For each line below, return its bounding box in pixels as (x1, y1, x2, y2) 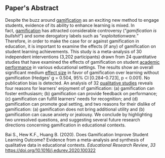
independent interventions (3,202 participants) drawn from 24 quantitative (5, 54, 157, 60)
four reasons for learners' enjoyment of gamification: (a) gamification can (5, 85, 155, 91)
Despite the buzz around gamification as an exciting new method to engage (5, 17, 159, 23)
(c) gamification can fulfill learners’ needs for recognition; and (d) (5, 96, 138, 102)
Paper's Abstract (5, 4, 59, 12)
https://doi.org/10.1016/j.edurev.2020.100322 (5, 147, 96, 153)
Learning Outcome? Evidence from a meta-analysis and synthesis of (5, 137, 145, 143)
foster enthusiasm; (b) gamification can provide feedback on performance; (5, 90, 158, 96)
